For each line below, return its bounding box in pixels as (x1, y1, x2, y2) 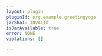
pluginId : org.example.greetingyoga (6, 14, 96, 20)
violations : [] (6, 36, 44, 42)
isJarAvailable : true (6, 25, 60, 31)
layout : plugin (6, 8, 44, 15)
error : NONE (6, 31, 35, 37)
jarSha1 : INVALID (6, 19, 49, 25)
